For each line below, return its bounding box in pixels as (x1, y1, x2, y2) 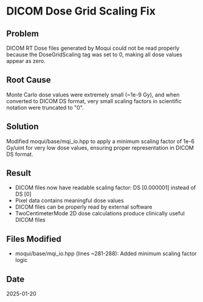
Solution (6, 121, 39, 132)
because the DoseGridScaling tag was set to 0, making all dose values (6, 51, 182, 58)
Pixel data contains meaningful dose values (15, 197, 125, 204)
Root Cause (6, 75, 52, 86)
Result (6, 168, 32, 178)
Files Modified (6, 233, 62, 244)
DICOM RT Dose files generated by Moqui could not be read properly (6, 44, 180, 52)
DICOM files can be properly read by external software (15, 203, 153, 210)
